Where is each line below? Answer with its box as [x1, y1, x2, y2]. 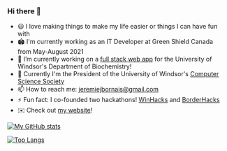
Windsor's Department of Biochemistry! [17, 62, 132, 71]
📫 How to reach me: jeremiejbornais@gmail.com [17, 85, 159, 94]
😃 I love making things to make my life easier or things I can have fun [17, 22, 218, 31]
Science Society [17, 77, 65, 86]
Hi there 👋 [7, 6, 42, 16]
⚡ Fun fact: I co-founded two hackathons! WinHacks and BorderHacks [17, 96, 220, 104]
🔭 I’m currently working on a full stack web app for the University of [17, 55, 212, 64]
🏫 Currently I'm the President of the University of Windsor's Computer [17, 70, 219, 78]
